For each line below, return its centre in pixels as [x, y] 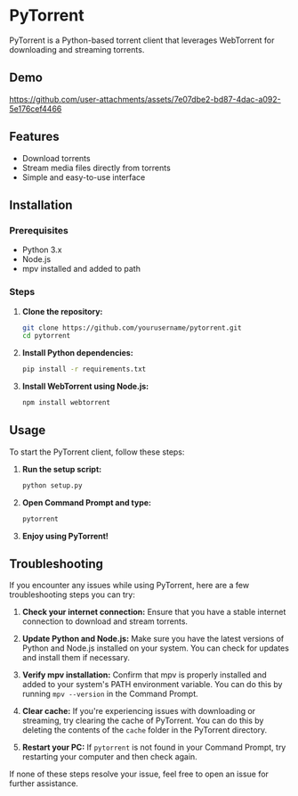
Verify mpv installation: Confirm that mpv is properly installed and [144, 675]
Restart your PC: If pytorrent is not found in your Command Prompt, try [154, 747]
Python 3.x [42, 250]
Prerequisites [39, 230]
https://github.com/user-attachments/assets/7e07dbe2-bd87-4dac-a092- [145, 99]
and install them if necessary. [76, 658]
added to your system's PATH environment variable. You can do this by [152, 685]
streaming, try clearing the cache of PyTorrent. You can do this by [143, 721]
